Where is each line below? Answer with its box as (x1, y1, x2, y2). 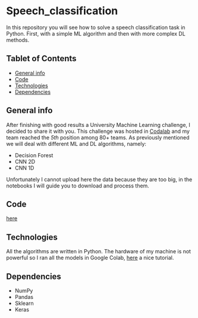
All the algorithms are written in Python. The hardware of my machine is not (6, 248, 191, 255)
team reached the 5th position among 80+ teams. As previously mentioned (6, 133, 190, 141)
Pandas (14, 294, 34, 300)
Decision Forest (14, 151, 54, 158)
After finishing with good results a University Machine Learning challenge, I (6, 121, 190, 128)
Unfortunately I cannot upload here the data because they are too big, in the (6, 176, 193, 183)
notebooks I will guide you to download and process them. (6, 182, 150, 189)
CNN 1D (14, 164, 34, 171)
